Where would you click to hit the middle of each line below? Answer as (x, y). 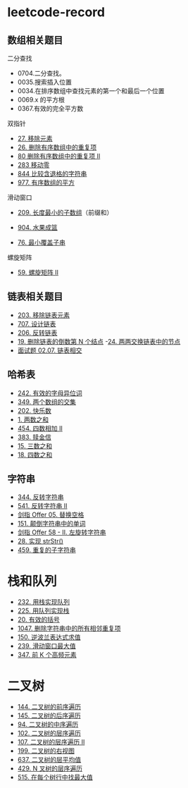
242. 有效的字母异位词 (50, 393)
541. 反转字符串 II (42, 506)
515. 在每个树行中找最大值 (55, 777)
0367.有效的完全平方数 (50, 109)
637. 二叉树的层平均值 (49, 760)
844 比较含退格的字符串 (52, 174)
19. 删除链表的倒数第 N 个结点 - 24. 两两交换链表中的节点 (99, 341)
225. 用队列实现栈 (43, 611)
